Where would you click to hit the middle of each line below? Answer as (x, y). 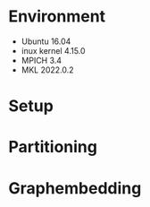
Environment (57, 17)
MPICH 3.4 (42, 60)
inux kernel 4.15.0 (53, 50)
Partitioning (53, 147)
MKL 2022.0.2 (47, 70)
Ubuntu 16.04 (46, 41)
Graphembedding (75, 188)
